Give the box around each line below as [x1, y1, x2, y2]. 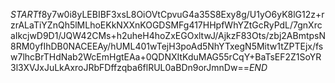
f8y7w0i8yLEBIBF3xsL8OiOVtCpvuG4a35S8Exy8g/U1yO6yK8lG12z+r [38, 9, 325, 20]
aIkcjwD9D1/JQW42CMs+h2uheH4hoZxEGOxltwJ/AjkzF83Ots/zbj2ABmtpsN [10, 30, 326, 41]
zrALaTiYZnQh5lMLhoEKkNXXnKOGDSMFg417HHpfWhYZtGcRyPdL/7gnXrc [10, 19, 323, 31]
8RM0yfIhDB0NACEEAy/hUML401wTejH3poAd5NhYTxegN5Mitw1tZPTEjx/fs [10, 40, 324, 52]
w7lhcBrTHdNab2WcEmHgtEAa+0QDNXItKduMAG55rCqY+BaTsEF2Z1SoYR [10, 51, 322, 63]
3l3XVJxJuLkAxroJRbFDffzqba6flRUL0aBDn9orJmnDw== [10, 62, 250, 73]
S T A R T [10, 9, 39, 20]
